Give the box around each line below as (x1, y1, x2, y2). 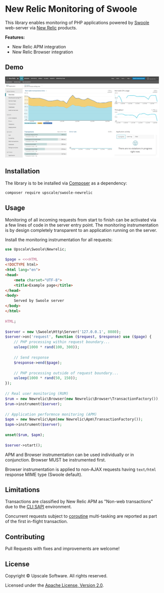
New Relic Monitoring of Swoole (5, 3, 138, 15)
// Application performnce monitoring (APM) (5, 412, 97, 417)
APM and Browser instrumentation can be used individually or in (5, 452, 134, 457)
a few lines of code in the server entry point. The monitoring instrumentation (5, 222, 159, 228)
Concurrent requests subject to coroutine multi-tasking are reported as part (5, 513, 157, 519)
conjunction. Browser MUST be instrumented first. (5, 456, 106, 463)
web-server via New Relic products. (5, 24, 77, 30)
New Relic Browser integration (12, 49, 73, 55)
